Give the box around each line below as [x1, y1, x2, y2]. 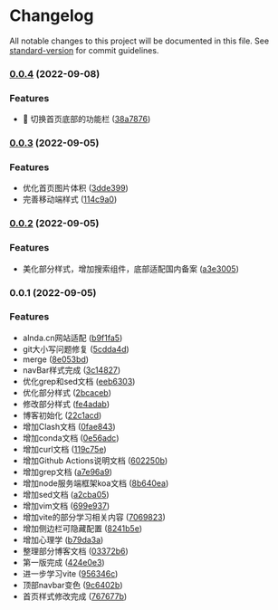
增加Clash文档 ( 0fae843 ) [22, 421, 116, 432]
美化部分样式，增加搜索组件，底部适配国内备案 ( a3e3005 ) [22, 263, 240, 274]
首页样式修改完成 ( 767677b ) [22, 590, 128, 602]
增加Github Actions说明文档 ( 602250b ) [22, 454, 168, 466]
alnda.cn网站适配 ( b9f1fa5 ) [22, 332, 123, 343]
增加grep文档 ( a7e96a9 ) [22, 466, 113, 477]
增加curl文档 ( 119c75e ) [22, 443, 107, 454]
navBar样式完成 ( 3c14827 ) [22, 364, 121, 376]
